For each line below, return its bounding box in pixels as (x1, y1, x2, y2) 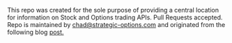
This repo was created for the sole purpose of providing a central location (7, 6, 219, 14)
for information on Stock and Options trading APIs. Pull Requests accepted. (7, 13, 223, 21)
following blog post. (7, 28, 64, 36)
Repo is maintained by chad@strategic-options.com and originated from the (7, 21, 226, 28)
